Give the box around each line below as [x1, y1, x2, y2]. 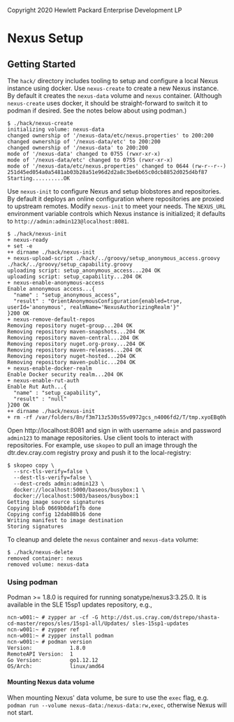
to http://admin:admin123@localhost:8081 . [7, 217, 129, 225]
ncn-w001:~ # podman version [7, 639, 92, 646]
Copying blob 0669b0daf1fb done [7, 505, 101, 512]
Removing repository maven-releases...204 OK [7, 347, 142, 354]
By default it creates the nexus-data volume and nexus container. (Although [7, 92, 222, 100]
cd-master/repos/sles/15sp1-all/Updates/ [7, 620, 130, 628]
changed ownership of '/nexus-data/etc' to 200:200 [7, 138, 161, 145]
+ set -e [7, 243, 33, 250]
